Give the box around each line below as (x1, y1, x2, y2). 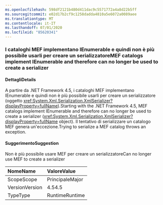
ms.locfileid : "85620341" (5, 30, 58, 35)
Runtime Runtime (47, 192, 85, 199)
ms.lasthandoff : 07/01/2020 (5, 25, 63, 30)
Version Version (7, 184, 43, 191)
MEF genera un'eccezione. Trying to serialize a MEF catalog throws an (5, 124, 146, 130)
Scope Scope (7, 176, 38, 183)
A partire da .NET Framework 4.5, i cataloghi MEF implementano (5, 88, 135, 93)
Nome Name (7, 168, 36, 175)
